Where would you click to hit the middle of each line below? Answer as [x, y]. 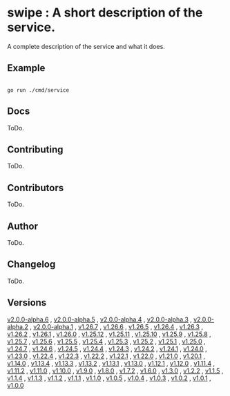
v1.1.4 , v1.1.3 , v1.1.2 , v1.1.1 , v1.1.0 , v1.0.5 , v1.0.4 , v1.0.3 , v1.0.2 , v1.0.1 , [109, 378]
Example [26, 68]
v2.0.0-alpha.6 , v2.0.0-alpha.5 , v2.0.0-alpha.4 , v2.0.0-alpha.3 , [99, 319]
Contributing [35, 149]
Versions [27, 303]
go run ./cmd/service [38, 90]
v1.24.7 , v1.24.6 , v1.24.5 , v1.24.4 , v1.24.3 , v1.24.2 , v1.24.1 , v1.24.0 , [107, 348]
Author [22, 226]
